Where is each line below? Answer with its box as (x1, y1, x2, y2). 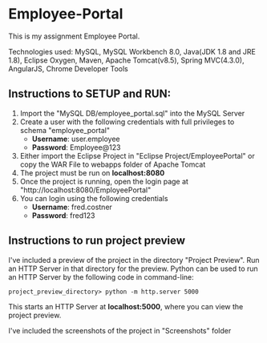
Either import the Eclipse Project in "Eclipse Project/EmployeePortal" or (19, 151, 255, 160)
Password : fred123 (31, 210, 95, 220)
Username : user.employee (31, 134, 120, 143)
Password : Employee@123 (31, 142, 121, 152)
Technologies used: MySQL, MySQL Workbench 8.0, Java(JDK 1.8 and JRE (8, 46, 257, 56)
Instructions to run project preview (8, 234, 186, 248)
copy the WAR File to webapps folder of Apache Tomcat (19, 159, 206, 169)
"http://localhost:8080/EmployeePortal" (19, 185, 152, 195)
